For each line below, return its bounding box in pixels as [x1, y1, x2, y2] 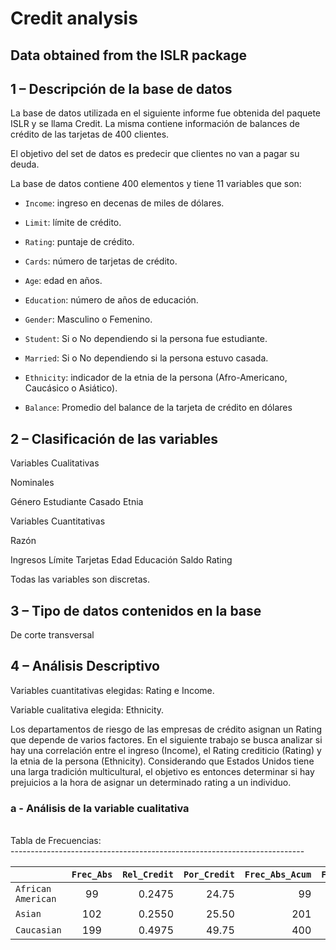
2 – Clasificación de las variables [10, 430, 219, 447]
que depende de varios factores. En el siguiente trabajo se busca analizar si [10, 733, 323, 746]
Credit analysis [10, 7, 138, 30]
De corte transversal [10, 629, 95, 641]
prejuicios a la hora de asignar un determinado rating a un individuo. [10, 776, 292, 788]
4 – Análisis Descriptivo [10, 658, 160, 675]
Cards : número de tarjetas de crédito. [24, 255, 178, 267]
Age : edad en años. [24, 275, 103, 287]
